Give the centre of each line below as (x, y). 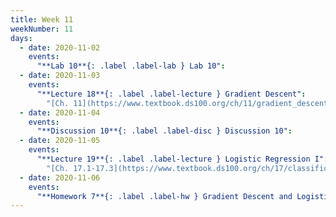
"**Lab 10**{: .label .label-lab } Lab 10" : (131, 66)
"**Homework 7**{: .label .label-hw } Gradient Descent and (164, 196)
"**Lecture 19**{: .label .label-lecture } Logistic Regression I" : (182, 159)
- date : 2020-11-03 (60, 76)
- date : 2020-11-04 (60, 112)
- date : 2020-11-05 (60, 141)
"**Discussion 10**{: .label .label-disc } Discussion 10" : (164, 131)
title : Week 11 (42, 19)
